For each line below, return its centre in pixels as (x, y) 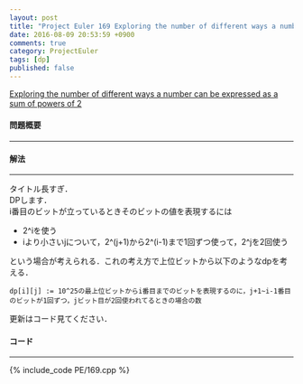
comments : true (38, 43)
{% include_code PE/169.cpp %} (70, 370)
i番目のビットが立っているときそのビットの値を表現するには (121, 211)
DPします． (31, 201)
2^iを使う (40, 230)
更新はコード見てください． (61, 319)
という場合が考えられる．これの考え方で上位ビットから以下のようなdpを (145, 261)
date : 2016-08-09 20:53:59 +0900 (72, 34)
